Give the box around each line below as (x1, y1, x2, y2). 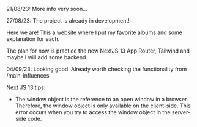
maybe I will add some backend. (6, 54, 87, 60)
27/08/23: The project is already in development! (6, 17, 130, 24)
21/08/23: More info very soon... (6, 5, 87, 12)
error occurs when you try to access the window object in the (15, 109, 171, 115)
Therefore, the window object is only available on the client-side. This (15, 102, 191, 109)
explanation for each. (6, 35, 60, 42)
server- (171, 109, 191, 115)
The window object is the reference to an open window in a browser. (15, 96, 188, 103)
